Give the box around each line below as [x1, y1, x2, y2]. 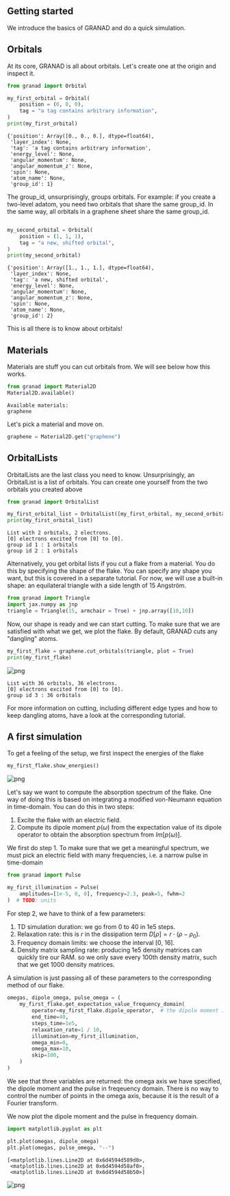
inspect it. [7, 69, 36, 78]
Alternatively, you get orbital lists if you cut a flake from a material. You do [7, 559, 216, 568]
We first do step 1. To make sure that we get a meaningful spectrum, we [7, 844, 209, 852]
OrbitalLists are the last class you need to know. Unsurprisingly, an [7, 470, 195, 479]
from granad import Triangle [7, 595, 90, 602]
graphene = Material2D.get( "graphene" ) [7, 433, 121, 440]
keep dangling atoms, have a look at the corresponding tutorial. [7, 711, 186, 719]
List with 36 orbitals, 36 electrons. [7, 679, 118, 687]
